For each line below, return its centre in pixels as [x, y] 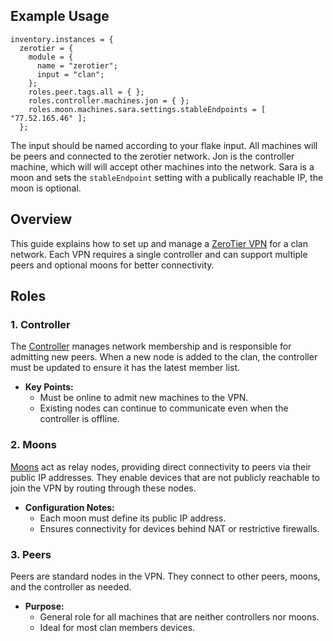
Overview [41, 219]
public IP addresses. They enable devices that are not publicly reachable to [165, 477]
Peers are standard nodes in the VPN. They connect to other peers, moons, [165, 576]
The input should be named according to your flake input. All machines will [164, 145]
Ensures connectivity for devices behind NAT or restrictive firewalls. [179, 528]
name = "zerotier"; [77, 65]
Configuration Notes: [69, 507]
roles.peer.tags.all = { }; [86, 92]
